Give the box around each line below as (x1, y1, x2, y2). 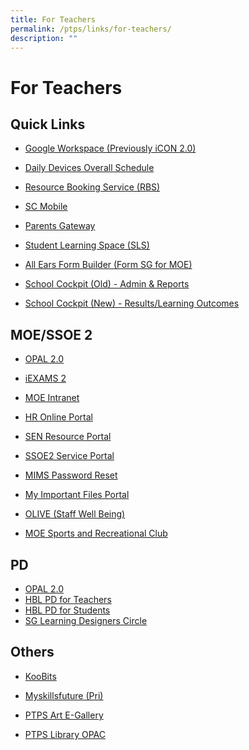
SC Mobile (24, 201, 68, 213)
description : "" (10, 33, 78, 43)
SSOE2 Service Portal (24, 450, 115, 462)
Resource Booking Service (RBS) (24, 181, 161, 193)
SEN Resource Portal (24, 431, 112, 443)
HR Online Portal (24, 411, 93, 423)
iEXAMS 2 (24, 372, 67, 385)
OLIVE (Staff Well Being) (24, 508, 126, 520)
